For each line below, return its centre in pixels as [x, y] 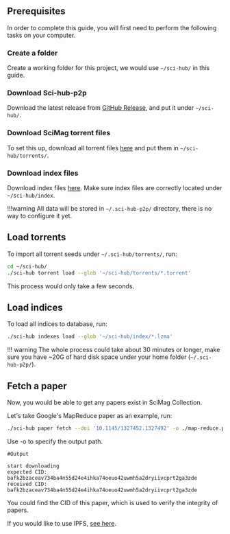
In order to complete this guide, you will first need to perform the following [112, 27]
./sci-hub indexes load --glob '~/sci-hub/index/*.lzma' [90, 337]
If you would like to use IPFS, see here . [62, 523]
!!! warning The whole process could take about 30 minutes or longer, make [114, 350]
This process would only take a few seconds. [71, 286]
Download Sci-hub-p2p [47, 93]
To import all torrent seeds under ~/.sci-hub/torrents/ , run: [92, 254]
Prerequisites [36, 11]
